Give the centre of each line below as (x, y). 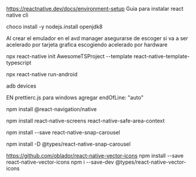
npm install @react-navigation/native (51, 109)
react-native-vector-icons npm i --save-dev (60, 162)
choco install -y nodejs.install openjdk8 (54, 27)
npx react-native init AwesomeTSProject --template (69, 56)
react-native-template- (162, 56)
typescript (19, 63)
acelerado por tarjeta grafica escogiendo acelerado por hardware (87, 45)
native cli (17, 15)
